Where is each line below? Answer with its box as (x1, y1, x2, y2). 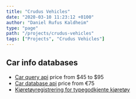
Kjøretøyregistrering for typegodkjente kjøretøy (14, 86, 131, 93)
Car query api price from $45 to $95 (14, 73, 104, 80)
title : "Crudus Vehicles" (6, 8, 70, 15)
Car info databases (6, 58, 78, 68)
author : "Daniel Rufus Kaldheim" (6, 19, 89, 25)
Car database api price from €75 (14, 80, 95, 87)
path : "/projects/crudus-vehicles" (6, 31, 94, 37)
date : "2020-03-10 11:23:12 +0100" (6, 14, 94, 20)
